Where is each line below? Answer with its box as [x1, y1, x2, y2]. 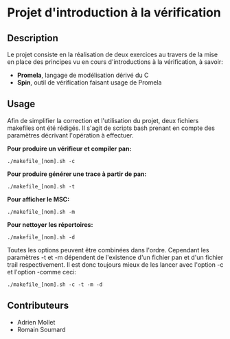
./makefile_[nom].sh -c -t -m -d [7, 281, 103, 288]
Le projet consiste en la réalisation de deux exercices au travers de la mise [7, 50, 218, 58]
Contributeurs [7, 300, 69, 311]
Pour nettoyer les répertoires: [7, 220, 93, 228]
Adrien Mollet [16, 318, 56, 326]
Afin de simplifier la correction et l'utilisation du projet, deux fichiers [7, 116, 199, 124]
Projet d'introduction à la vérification [7, 5, 221, 21]
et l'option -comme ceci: [7, 267, 77, 276]
